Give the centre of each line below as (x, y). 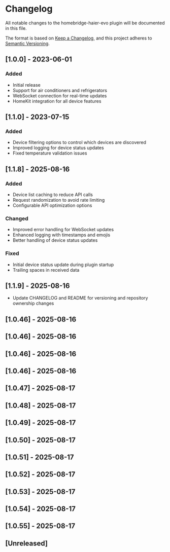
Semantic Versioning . (27, 43)
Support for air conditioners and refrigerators (60, 90)
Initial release (26, 85)
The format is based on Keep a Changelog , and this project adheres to (79, 38)
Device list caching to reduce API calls (53, 195)
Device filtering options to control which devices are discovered (79, 142)
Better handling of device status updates (55, 240)
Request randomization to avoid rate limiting (59, 200)
